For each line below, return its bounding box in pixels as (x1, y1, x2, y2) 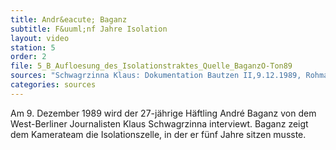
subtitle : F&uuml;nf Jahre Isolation (10, 24, 168, 34)
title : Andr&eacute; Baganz (10, 14, 128, 25)
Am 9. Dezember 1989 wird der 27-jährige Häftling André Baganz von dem (10, 107, 317, 119)
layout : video (10, 33, 70, 43)
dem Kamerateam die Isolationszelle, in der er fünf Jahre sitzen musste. (10, 128, 307, 140)
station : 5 (10, 42, 56, 53)
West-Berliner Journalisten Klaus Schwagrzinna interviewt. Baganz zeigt (10, 117, 309, 130)
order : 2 (10, 52, 47, 62)
